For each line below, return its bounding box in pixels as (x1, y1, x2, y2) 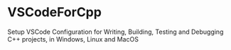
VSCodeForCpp (7, 4, 102, 20)
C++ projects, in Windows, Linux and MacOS (7, 35, 139, 43)
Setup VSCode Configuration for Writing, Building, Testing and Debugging (7, 27, 224, 36)
